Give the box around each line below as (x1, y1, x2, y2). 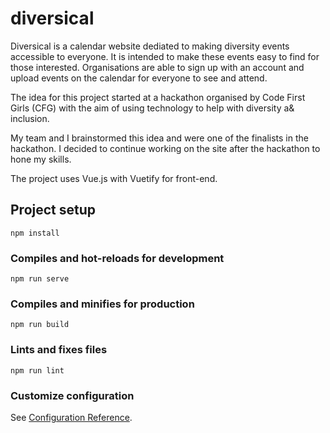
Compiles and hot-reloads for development (10, 251, 225, 265)
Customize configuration (10, 388, 135, 402)
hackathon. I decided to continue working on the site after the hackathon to (10, 142, 321, 154)
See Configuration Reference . (10, 411, 133, 423)
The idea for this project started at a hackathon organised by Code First (10, 91, 306, 103)
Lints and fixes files (10, 343, 108, 357)
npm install (10, 228, 60, 238)
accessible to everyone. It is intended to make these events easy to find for (10, 50, 320, 62)
